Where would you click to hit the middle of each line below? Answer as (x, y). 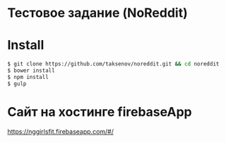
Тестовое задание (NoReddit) (98, 13)
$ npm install (28, 77)
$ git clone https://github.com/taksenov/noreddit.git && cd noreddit (113, 64)
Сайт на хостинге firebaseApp (100, 112)
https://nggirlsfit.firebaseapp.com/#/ (61, 131)
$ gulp (17, 83)
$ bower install (31, 70)
